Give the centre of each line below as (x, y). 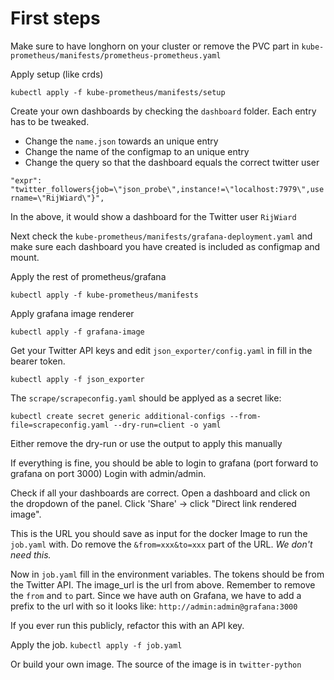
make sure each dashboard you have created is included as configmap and (165, 246)
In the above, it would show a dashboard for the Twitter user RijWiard (153, 216)
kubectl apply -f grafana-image (77, 332)
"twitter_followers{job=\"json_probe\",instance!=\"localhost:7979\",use (167, 189)
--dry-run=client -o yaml (167, 425)
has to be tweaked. (50, 121)
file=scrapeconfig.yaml (60, 425)
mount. (25, 257)
